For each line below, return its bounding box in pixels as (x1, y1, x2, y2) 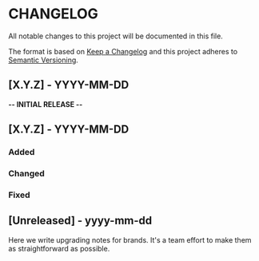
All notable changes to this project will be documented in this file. (8, 31, 224, 41)
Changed (8, 168, 46, 179)
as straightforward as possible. (8, 243, 110, 253)
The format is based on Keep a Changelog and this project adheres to (8, 46, 238, 56)
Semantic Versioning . (8, 55, 78, 65)
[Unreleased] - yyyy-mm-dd (8, 214, 153, 227)
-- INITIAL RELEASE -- (8, 99, 83, 109)
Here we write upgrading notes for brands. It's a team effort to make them (8, 235, 252, 244)
